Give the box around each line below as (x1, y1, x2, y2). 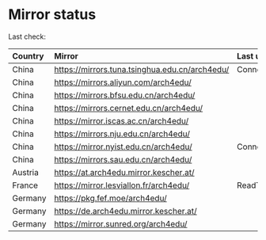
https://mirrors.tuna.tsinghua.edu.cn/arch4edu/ (54, 63, 230, 74)
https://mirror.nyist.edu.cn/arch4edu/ (54, 141, 192, 152)
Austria (12, 166, 40, 177)
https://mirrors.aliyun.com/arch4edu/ (54, 77, 192, 88)
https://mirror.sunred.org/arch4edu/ (54, 218, 188, 229)
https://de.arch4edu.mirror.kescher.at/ (54, 205, 198, 216)
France (12, 180, 38, 191)
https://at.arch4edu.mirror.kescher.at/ (54, 166, 196, 177)
